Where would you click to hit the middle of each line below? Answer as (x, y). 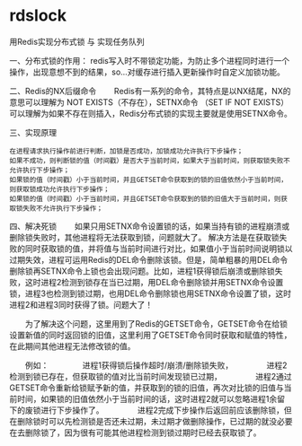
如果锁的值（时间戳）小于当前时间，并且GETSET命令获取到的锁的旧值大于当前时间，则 (145, 198)
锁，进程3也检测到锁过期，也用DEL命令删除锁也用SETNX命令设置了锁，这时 (151, 293)
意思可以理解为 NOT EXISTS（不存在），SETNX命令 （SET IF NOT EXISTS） (149, 102)
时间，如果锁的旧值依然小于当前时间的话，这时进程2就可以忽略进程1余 (147, 398)
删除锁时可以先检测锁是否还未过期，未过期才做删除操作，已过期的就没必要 (155, 421)
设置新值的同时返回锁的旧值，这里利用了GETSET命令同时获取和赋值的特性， (151, 335)
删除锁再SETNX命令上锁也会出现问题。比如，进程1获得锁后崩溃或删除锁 (142, 271)
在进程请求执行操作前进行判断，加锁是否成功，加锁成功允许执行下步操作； (127, 151)
